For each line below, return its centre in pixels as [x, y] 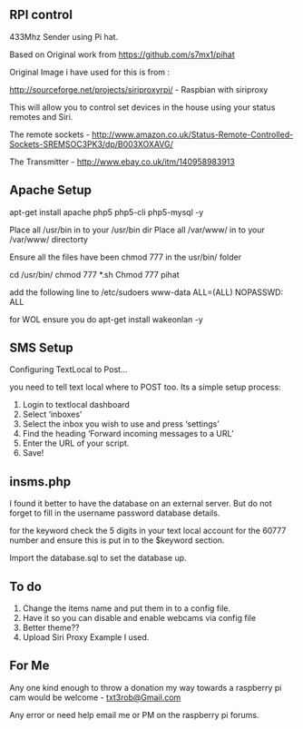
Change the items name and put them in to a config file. [127, 608]
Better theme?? [51, 628]
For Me [29, 666]
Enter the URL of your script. [76, 443]
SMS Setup [42, 348]
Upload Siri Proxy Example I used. [86, 637]
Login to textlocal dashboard [76, 405]
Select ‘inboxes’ [52, 414]
